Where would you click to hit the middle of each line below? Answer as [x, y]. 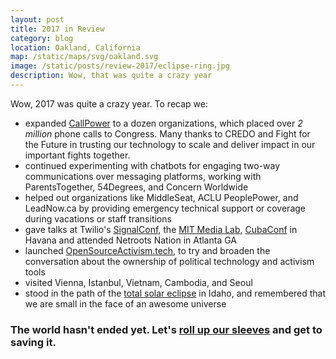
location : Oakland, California [75, 47]
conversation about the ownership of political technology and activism [169, 261]
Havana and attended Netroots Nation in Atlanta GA [130, 240]
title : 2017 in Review [57, 29]
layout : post [37, 19]
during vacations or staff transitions [98, 218]
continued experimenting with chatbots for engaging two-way [152, 165]
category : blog [42, 38]
